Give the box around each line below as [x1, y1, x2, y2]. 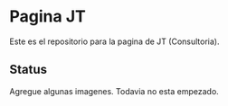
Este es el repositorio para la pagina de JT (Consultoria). [9, 36, 220, 47]
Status [9, 62, 48, 77]
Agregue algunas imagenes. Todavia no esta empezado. [9, 85, 219, 96]
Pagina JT [9, 6, 86, 27]
